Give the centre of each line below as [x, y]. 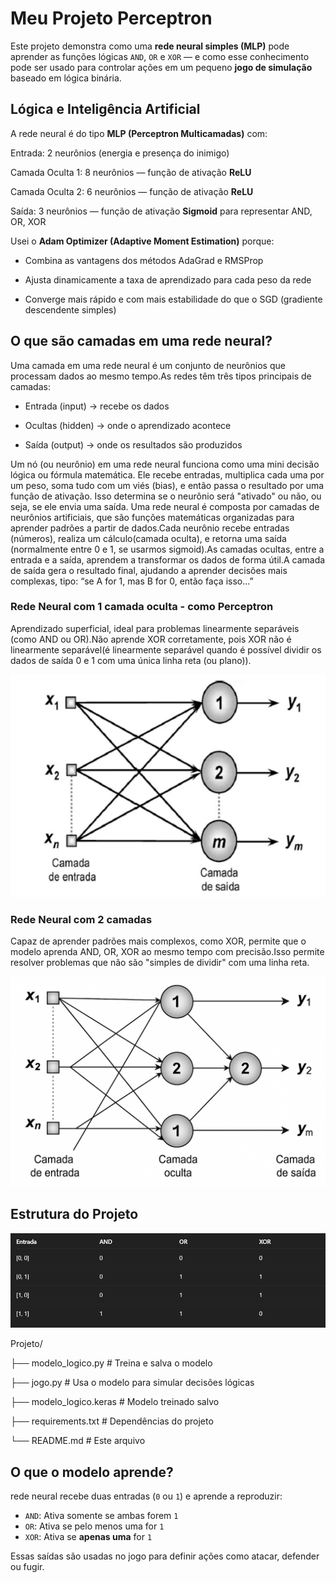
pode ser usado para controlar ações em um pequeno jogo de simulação [161, 67]
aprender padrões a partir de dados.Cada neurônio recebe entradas [150, 528]
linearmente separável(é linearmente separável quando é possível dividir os [166, 649]
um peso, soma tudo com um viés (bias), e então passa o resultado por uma [167, 485]
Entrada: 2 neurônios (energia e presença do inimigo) [120, 153]
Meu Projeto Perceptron [111, 18]
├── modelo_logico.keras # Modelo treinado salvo [115, 1402]
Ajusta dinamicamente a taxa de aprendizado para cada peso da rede [168, 279]
